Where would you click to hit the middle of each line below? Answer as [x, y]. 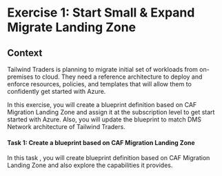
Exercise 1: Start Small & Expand [101, 13]
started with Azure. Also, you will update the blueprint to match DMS [104, 119]
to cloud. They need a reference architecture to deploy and [119, 77]
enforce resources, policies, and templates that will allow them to [99, 84]
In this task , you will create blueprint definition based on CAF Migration [109, 158]
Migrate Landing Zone [72, 27]
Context [25, 53]
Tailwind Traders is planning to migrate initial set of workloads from [103, 69]
